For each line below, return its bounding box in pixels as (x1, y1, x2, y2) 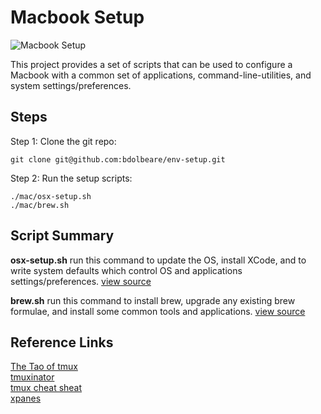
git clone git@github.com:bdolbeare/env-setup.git (10, 154, 226, 165)
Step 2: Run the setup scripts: (10, 172, 133, 184)
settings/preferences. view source (10, 275, 152, 287)
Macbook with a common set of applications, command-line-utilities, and (10, 69, 312, 81)
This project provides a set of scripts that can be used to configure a (10, 58, 293, 70)
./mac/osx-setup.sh (10, 191, 92, 201)
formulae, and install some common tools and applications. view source (10, 305, 306, 317)
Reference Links (10, 334, 114, 351)
